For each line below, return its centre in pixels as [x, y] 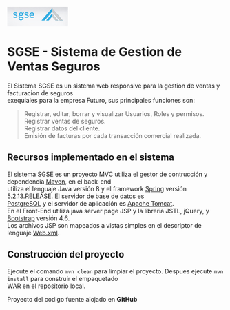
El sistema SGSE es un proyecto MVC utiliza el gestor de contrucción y [107, 174]
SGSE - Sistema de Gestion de [95, 52]
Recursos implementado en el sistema [91, 158]
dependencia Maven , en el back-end [59, 181]
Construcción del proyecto [66, 254]
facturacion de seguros [40, 93]
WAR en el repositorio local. [46, 286]
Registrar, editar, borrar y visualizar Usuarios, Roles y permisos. [114, 113]
